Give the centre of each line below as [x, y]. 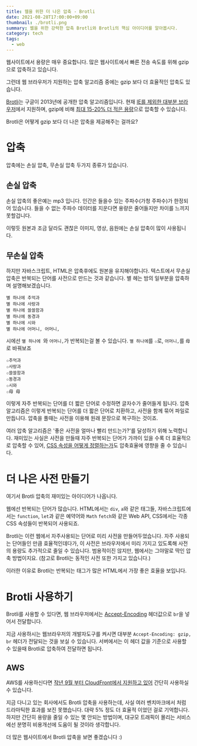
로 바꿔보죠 [19, 348]
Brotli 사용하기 [40, 597]
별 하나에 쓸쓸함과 [25, 311]
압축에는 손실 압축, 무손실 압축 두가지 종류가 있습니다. [67, 165]
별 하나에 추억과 [23, 298]
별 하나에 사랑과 [23, 304]
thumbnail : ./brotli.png [36, 22]
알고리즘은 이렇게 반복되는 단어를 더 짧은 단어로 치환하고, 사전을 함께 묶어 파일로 [98, 411]
